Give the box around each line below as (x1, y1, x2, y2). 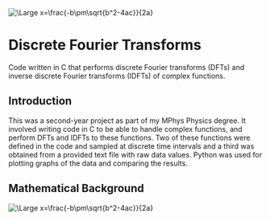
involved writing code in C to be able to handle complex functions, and (8, 124, 243, 133)
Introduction (8, 94, 73, 108)
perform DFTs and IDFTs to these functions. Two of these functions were (8, 133, 251, 142)
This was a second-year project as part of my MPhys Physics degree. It (8, 116, 246, 125)
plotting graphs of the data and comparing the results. (8, 158, 188, 168)
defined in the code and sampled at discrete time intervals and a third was (8, 141, 255, 151)
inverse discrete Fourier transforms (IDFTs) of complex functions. (8, 71, 226, 80)
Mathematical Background (8, 182, 144, 195)
